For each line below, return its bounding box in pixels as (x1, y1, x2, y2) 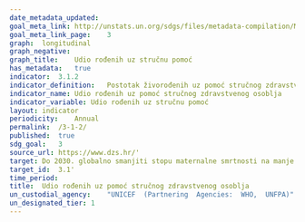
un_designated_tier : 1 (9, 198, 95, 208)
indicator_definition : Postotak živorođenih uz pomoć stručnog (9, 81, 261, 90)
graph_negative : (9, 47, 71, 56)
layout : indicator (9, 106, 79, 115)
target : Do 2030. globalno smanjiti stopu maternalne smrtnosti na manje (9, 156, 295, 166)
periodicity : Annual (9, 114, 100, 123)
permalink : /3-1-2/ (9, 123, 88, 132)
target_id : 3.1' (9, 165, 75, 174)
